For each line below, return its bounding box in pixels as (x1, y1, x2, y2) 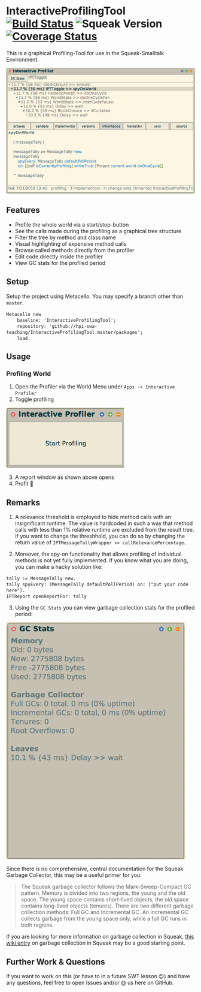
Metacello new (6, 311, 42, 317)
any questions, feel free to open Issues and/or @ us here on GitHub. (6, 979, 174, 986)
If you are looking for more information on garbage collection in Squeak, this (6, 933, 194, 940)
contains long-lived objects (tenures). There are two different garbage (20, 902, 194, 909)
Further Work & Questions (6, 957, 105, 967)
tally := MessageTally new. (6, 575, 77, 582)
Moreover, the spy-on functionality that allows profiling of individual (14, 550, 182, 558)
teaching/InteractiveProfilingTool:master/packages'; (6, 329, 144, 335)
